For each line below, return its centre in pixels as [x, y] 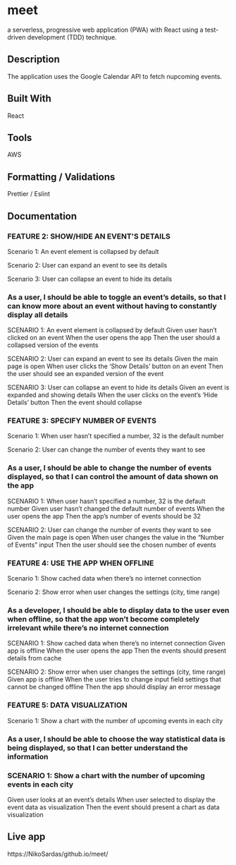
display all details [38, 315]
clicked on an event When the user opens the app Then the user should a [114, 338]
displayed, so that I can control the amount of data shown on [113, 477]
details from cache [35, 658]
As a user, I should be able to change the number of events [110, 468]
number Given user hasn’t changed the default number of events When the [116, 508]
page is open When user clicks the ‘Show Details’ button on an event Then [115, 366]
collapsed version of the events [53, 345]
